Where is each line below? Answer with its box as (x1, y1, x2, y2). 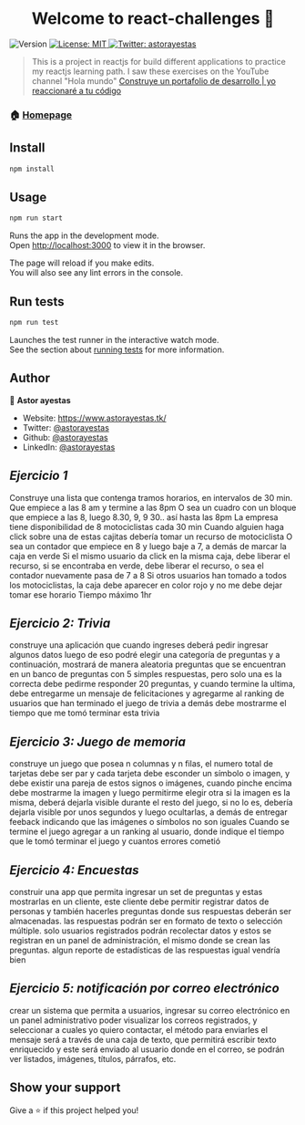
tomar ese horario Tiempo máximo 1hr (9, 589, 152, 600)
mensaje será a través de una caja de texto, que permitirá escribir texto (9, 1034, 277, 1045)
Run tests (9, 294, 65, 309)
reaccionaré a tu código (31, 85, 121, 96)
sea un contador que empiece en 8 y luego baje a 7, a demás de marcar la (9, 540, 287, 551)
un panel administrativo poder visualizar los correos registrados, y (9, 1015, 258, 1026)
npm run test (9, 318, 59, 328)
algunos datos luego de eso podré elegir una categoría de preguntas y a (9, 650, 280, 661)
